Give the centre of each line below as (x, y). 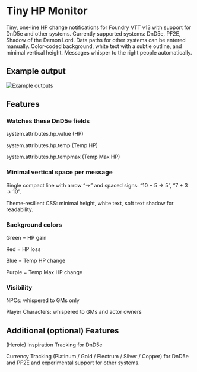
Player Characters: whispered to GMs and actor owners (74, 312)
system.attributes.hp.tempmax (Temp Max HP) (63, 157)
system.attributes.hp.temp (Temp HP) (52, 145)
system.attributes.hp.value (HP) (45, 134)
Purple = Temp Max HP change (45, 272)
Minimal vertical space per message (59, 172)
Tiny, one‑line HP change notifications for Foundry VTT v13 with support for (99, 27)
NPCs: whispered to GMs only (43, 300)
